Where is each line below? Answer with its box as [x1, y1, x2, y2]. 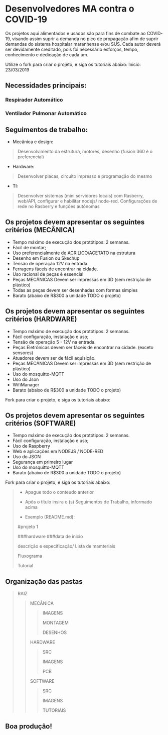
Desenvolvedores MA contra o [5, 3, 134, 15]
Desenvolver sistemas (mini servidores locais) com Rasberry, [17, 192, 144, 198]
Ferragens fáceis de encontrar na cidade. [12, 266, 98, 272]
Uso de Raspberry [12, 443, 50, 449]
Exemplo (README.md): [25, 514, 75, 520]
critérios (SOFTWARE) [5, 419, 76, 428]
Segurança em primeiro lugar [12, 459, 73, 465]
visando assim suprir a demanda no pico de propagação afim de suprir [12, 36, 158, 42]
